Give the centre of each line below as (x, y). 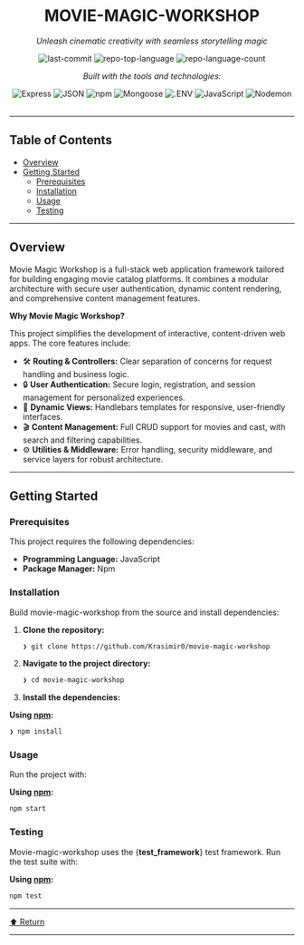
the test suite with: (44, 862)
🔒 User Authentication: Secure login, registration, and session (139, 384)
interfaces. (43, 416)
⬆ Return (27, 921)
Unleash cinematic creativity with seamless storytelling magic (152, 41)
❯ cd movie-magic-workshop (73, 680)
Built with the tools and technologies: (152, 76)
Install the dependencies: (71, 697)
